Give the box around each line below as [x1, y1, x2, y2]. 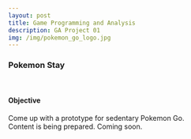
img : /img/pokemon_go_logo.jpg [8, 33, 111, 42]
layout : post [8, 11, 51, 20]
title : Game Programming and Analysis [8, 19, 136, 27]
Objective [8, 96, 41, 105]
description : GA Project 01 [8, 26, 101, 34]
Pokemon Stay [8, 60, 66, 71]
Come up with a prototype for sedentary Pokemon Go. [8, 113, 185, 122]
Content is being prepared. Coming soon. [8, 122, 143, 131]
